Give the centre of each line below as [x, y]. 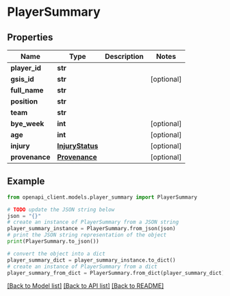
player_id [26, 68]
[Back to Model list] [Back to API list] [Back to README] [86, 286]
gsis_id [22, 79]
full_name [27, 90]
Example [26, 181]
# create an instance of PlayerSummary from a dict [82, 267]
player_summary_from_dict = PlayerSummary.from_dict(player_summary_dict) [116, 273]
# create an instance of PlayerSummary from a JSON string [93, 222]
